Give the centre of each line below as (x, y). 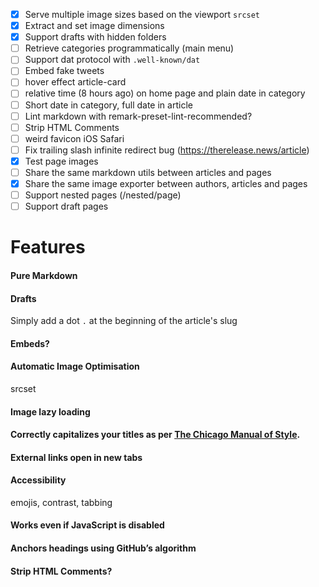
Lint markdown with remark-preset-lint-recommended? (138, 116)
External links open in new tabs (76, 457)
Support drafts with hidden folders (95, 37)
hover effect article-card (75, 82)
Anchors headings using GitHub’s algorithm (103, 548)
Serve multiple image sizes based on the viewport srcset (142, 14)
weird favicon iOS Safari (74, 138)
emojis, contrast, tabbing (61, 502)
